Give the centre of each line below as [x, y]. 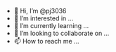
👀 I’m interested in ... [44, 18]
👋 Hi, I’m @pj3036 [40, 11]
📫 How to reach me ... [46, 41]
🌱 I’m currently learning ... [51, 26]
